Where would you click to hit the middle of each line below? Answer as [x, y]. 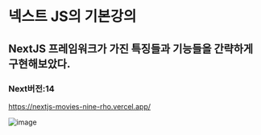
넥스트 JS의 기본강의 [72, 16]
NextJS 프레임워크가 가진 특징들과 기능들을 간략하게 [131, 49]
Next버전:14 [31, 88]
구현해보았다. [39, 64]
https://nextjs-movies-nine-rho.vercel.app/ [80, 106]
